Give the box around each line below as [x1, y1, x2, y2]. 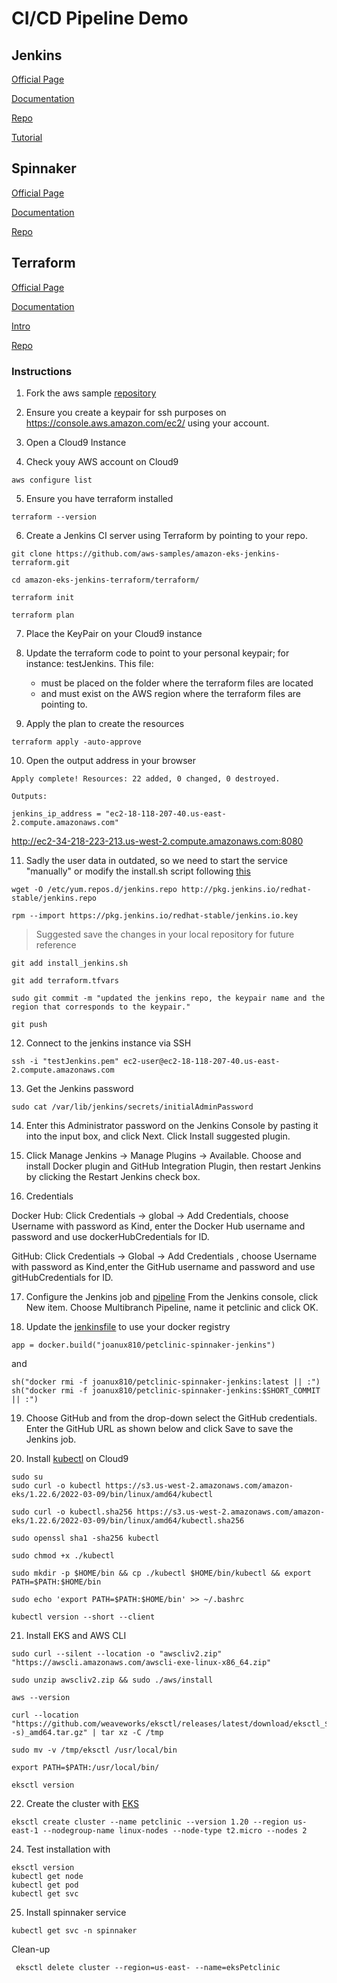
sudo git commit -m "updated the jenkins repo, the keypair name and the [11, 993, 326, 1003]
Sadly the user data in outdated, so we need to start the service [25, 854, 288, 866]
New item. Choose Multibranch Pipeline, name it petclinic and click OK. [25, 1301, 319, 1313]
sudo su [11, 1472, 44, 1482]
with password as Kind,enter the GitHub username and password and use [11, 1260, 316, 1272]
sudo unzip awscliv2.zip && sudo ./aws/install [11, 1675, 214, 1685]
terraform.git [11, 557, 71, 567]
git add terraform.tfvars [11, 975, 119, 986]
